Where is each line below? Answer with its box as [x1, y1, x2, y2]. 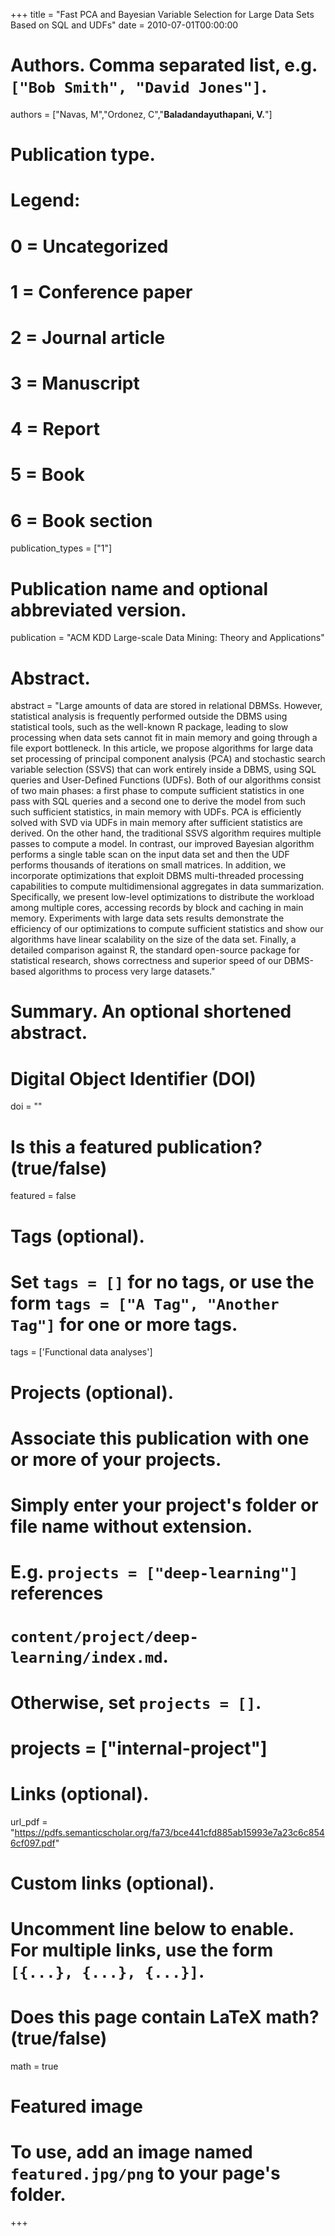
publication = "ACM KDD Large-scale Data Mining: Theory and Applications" [10, 632, 325, 644]
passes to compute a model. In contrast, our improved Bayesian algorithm [10, 838, 315, 850]
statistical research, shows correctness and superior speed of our [10, 955, 282, 967]
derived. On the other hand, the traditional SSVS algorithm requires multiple [10, 827, 322, 839]
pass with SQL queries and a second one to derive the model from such [10, 795, 307, 808]
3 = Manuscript [10, 372, 140, 395]
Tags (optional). [10, 1225, 145, 1248]
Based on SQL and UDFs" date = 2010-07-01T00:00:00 [10, 19, 239, 31]
